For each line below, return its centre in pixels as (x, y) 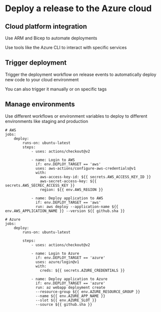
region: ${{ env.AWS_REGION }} (72, 190)
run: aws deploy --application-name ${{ (77, 207)
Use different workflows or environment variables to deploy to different (76, 116)
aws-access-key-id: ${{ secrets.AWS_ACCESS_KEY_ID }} (95, 177)
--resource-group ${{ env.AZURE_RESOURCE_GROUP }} (88, 292)
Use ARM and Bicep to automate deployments (51, 38)
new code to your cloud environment (42, 79)
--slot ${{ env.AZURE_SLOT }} (66, 300)
